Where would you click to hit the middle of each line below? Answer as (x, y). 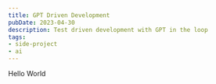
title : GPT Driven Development (59, 15)
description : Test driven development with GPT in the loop (108, 30)
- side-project (33, 44)
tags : (17, 37)
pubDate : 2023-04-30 (42, 23)
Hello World (27, 73)
